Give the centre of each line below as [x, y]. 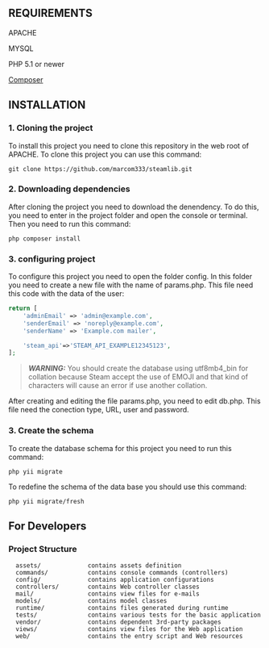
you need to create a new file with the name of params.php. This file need [131, 285]
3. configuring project [52, 259]
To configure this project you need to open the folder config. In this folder [130, 277]
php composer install [45, 238]
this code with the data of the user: [66, 294]
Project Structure [43, 549]
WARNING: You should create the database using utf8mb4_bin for [138, 368]
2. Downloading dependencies [69, 189]
